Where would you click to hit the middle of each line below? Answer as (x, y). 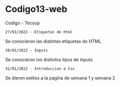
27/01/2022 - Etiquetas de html (39, 32)
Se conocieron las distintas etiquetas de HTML (53, 41)
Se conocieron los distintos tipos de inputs (49, 59)
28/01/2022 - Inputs (27, 50)
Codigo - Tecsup (22, 23)
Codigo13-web (36, 9)
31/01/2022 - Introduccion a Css (40, 69)
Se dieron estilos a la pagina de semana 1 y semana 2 (60, 78)
